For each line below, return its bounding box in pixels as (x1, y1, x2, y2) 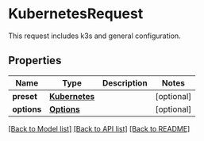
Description (102, 77, 148, 88)
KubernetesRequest (8, 5, 144, 23)
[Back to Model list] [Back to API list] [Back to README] (8, 124, 191, 133)
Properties (8, 54, 62, 67)
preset (12, 90, 38, 101)
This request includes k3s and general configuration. (8, 31, 181, 40)
